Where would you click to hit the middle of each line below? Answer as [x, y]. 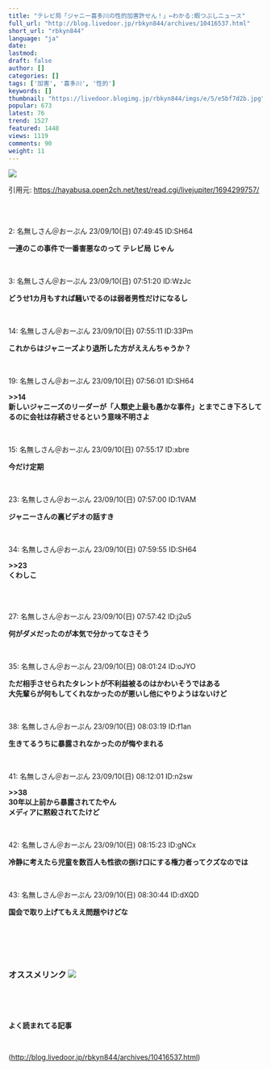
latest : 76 [27, 114]
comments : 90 [30, 143]
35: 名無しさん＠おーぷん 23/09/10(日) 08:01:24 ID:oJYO [102, 667]
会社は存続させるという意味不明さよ [90, 417]
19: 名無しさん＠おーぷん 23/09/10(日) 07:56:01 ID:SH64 [101, 381]
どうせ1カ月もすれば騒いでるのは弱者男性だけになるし [98, 299]
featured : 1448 [34, 128]
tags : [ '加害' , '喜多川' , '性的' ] [62, 83]
